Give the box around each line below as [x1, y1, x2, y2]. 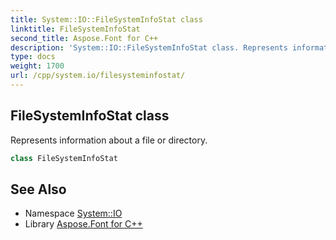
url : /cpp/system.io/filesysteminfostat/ [10, 71, 186, 81]
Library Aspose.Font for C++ [24, 218, 143, 230]
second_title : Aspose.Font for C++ [10, 33, 159, 43]
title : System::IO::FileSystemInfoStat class [10, 14, 203, 25]
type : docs [10, 52, 56, 62]
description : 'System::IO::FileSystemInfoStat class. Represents [10, 42, 288, 53]
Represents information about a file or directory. [10, 134, 208, 146]
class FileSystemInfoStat [10, 153, 118, 163]
